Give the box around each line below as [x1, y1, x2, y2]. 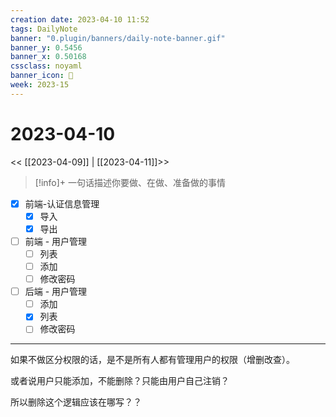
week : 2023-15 [10, 80, 70, 90]
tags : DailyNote [10, 24, 78, 34]
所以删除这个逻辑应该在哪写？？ [10, 396, 142, 408]
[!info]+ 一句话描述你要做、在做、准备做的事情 [34, 176, 227, 188]
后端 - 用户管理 [24, 286, 88, 298]
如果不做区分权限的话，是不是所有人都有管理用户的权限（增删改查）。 [10, 354, 295, 366]
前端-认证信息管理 [24, 197, 100, 210]
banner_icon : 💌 [10, 71, 74, 81]
